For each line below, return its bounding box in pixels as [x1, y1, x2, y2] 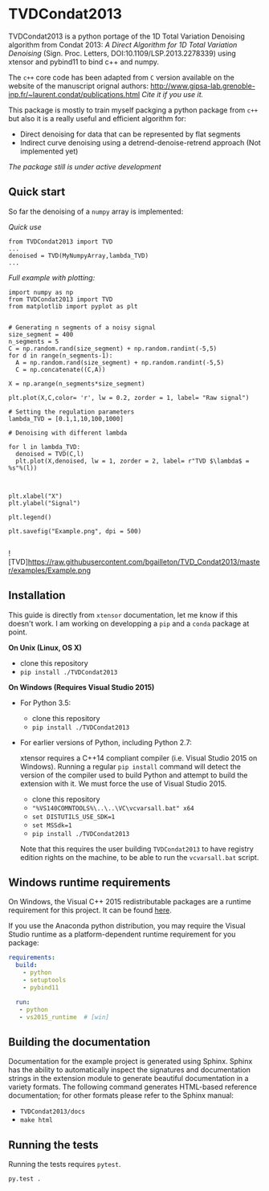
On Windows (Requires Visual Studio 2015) [8, 682, 155, 691]
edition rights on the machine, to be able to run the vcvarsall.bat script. [19, 852, 259, 862]
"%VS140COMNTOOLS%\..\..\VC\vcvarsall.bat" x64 [31, 804, 194, 812]
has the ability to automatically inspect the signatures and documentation [8, 1065, 251, 1075]
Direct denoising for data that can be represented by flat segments [19, 129, 241, 139]
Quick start [8, 186, 66, 199]
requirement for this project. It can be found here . [8, 905, 173, 916]
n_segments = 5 [8, 337, 59, 345]
